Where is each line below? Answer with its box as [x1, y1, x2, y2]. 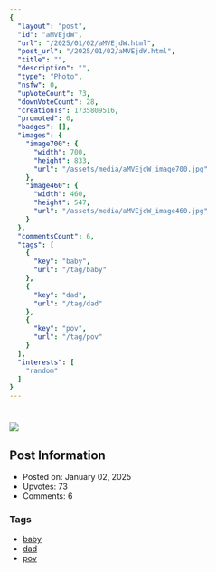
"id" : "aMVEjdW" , [17, 30, 83, 39]
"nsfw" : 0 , [17, 80, 59, 89]
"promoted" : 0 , [17, 114, 75, 123]
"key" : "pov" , [33, 324, 88, 333]
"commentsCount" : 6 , [17, 231, 95, 240]
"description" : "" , [17, 64, 91, 73]
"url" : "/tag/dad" [33, 299, 103, 308]
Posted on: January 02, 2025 [22, 472, 132, 483]
